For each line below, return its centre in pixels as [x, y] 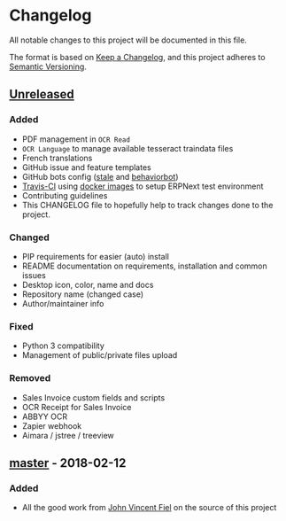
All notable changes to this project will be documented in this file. [128, 40]
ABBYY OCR [45, 416]
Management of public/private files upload [100, 355]
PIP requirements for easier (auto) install [96, 256]
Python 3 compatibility [63, 346]
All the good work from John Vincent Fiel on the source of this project [149, 508]
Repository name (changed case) [83, 294]
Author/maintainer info [63, 303]
